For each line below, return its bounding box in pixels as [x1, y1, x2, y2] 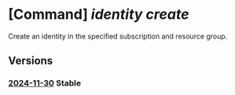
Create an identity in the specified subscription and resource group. [8, 31, 228, 41]
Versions [8, 54, 53, 68]
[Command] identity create [8, 5, 189, 24]
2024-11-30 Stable [8, 78, 82, 89]
